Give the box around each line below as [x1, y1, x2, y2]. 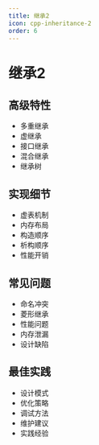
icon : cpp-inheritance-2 [8, 19, 92, 27]
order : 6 [8, 27, 38, 35]
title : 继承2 [8, 11, 50, 20]
